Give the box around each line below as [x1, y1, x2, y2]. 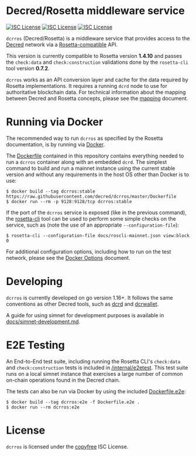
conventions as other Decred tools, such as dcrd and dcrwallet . [6, 300, 159, 307]
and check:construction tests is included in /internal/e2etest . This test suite [6, 364, 188, 371]
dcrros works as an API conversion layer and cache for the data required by [6, 76, 188, 83]
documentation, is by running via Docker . [6, 140, 105, 148]
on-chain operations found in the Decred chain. [6, 376, 121, 383]
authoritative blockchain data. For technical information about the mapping [6, 88, 186, 95]
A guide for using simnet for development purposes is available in [6, 311, 164, 318]
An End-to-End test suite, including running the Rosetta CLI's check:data [6, 358, 181, 365]
